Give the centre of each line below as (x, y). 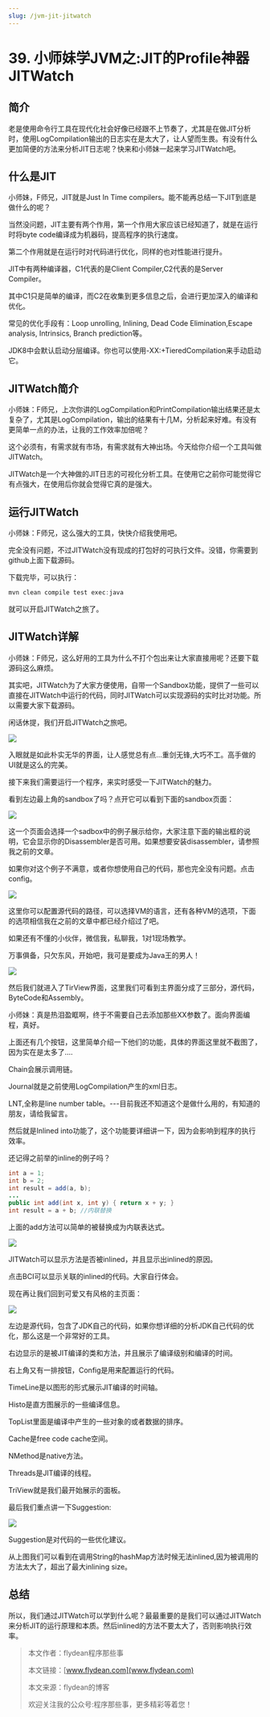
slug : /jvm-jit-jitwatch (50, 16)
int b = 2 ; (27, 1181)
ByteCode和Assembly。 (48, 998)
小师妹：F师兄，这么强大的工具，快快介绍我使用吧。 (95, 533)
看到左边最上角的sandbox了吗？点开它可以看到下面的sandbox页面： (121, 798)
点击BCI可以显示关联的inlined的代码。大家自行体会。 (96, 1276)
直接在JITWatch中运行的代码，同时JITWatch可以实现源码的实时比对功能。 (131, 695)
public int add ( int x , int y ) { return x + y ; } (91, 1203)
